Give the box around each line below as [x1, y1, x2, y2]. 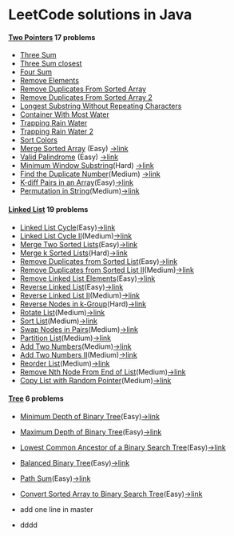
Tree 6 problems [8, 394, 64, 403]
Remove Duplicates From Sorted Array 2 [19, 93, 153, 102]
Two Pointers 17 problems [8, 32, 96, 42]
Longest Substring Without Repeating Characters [19, 102, 182, 111]
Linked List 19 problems [8, 204, 89, 214]
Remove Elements [19, 76, 80, 86]
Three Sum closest [19, 58, 82, 69]
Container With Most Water [19, 110, 109, 119]
